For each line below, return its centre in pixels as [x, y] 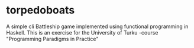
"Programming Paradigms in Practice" [52, 39]
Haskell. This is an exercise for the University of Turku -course [82, 32]
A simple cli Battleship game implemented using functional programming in [97, 26]
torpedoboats [41, 10]
